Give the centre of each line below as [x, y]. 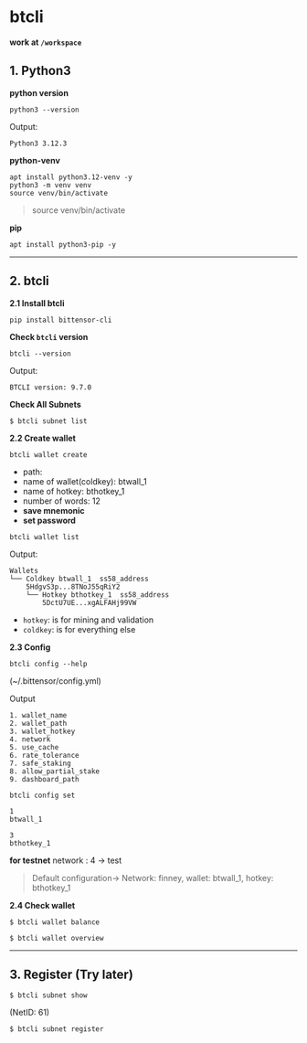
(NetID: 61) [30, 1013]
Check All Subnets [46, 404]
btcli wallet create [49, 454]
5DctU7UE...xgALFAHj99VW [90, 602]
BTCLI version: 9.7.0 [51, 387]
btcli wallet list [44, 537]
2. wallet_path [38, 723]
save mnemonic [53, 510]
